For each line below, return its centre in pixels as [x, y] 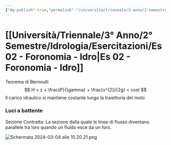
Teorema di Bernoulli [27, 81]
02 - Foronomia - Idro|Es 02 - [68, 57]
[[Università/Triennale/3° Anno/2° [79, 35]
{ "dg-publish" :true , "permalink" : [41, 10]
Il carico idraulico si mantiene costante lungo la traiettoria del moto [75, 98]
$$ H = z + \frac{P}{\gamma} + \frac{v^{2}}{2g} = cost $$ [85, 90]
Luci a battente [24, 111]
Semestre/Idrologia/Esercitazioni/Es [84, 46]
